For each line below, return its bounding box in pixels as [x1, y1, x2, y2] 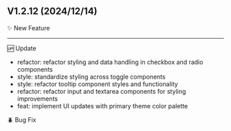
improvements [16, 94, 58, 103]
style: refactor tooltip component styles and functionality [16, 79, 179, 88]
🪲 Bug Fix [7, 115, 36, 123]
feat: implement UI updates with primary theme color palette [16, 101, 188, 110]
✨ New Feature [7, 23, 50, 32]
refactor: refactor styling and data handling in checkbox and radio [16, 58, 203, 66]
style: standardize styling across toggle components [16, 72, 166, 81]
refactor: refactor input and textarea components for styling [16, 87, 186, 95]
